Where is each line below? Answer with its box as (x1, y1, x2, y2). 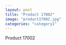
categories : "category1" (5, 21, 57, 26)
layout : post (5, 7, 32, 12)
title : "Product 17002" (5, 12, 55, 17)
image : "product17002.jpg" (5, 16, 61, 21)
